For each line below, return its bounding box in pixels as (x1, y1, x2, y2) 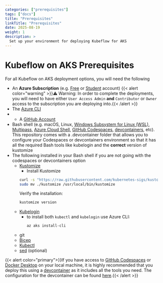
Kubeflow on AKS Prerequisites (5, 59, 134, 71)
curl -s (19, 177, 35, 182)
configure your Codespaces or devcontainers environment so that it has (12, 137, 156, 142)
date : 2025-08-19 (5, 25, 40, 30)
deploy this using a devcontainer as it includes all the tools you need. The (5, 267, 152, 273)
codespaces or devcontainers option (12, 158, 86, 163)
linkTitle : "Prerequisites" (5, 20, 62, 26)
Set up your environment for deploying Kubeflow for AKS (9, 39, 127, 44)
